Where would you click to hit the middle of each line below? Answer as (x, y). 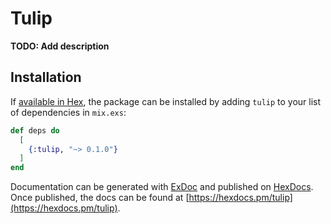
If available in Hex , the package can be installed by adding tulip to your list (166, 101)
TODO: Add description (60, 46)
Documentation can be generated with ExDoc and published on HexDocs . (162, 187)
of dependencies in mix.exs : (68, 112)
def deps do (35, 130)
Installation (46, 77)
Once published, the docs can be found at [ (100, 198)
